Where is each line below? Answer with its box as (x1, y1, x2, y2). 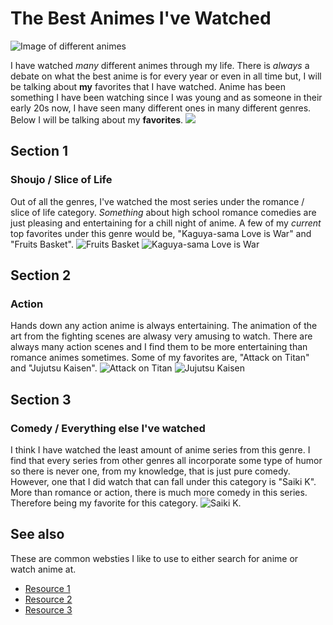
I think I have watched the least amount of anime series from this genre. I (10, 444, 311, 456)
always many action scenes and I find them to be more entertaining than (10, 341, 308, 353)
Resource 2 (24, 593, 73, 605)
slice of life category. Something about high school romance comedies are (10, 206, 317, 218)
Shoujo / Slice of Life (10, 173, 113, 187)
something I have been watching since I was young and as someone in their (10, 91, 323, 103)
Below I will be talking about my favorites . (10, 113, 184, 126)
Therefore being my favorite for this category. (10, 497, 199, 509)
